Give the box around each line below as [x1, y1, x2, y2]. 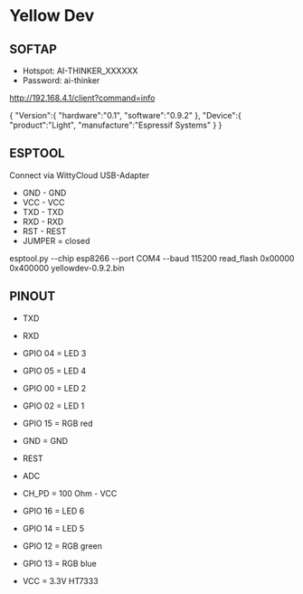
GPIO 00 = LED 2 [22, 382, 87, 393]
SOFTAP [9, 42, 57, 57]
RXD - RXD [22, 216, 64, 227]
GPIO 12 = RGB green [22, 540, 102, 552]
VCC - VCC [22, 196, 65, 208]
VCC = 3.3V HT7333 [22, 575, 99, 586]
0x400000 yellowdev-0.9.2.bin [9, 262, 125, 273]
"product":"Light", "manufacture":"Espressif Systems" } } [9, 119, 223, 130]
